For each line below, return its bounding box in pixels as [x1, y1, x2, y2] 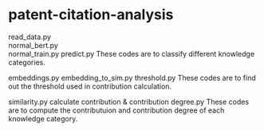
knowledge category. [8, 113, 78, 123]
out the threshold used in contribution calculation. [8, 81, 172, 91]
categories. [8, 58, 45, 67]
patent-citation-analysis [8, 6, 174, 24]
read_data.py [8, 32, 52, 42]
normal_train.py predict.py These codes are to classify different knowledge [8, 49, 255, 58]
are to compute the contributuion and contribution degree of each [8, 105, 225, 115]
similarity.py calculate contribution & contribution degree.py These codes [8, 97, 250, 106]
